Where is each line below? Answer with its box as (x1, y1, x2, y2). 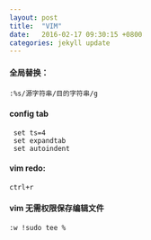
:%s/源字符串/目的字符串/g (9, 89, 99, 99)
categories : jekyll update (9, 38, 111, 48)
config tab (9, 109, 49, 120)
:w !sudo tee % (9, 224, 67, 233)
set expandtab (13, 136, 67, 145)
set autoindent (13, 144, 70, 153)
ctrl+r (9, 182, 34, 191)
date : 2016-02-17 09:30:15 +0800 (9, 30, 143, 39)
